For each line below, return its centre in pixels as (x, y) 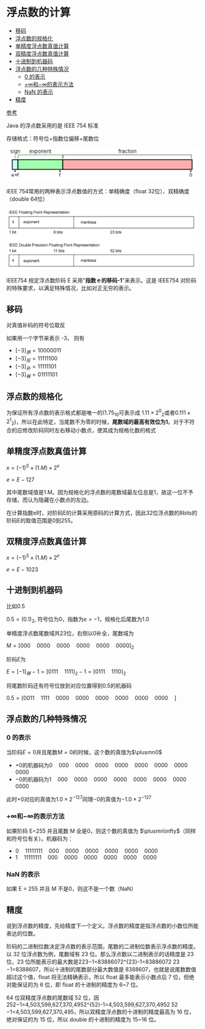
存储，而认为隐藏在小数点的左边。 (49, 500)
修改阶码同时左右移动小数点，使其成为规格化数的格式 (89, 430)
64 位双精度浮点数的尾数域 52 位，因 (53, 997)
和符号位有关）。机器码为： (40, 838)
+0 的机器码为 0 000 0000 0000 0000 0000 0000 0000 (101, 765)
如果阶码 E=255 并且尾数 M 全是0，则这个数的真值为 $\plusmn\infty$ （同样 (101, 831)
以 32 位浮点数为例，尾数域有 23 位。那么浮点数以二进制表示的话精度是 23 (100, 954)
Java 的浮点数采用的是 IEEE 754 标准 (52, 125)
